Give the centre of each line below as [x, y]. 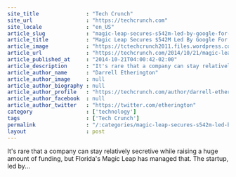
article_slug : [48, 33]
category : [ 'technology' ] [72, 112]
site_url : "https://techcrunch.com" [88, 20]
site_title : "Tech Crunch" [70, 14]
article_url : [48, 53]
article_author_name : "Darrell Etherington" [83, 72]
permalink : [48, 125]
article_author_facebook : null [56, 99]
